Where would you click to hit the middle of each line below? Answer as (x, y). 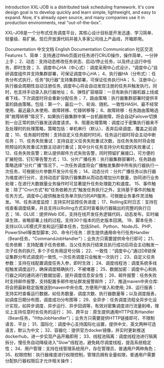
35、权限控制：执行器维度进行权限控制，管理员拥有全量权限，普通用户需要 (80, 355)
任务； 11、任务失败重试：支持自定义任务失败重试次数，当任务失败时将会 (78, 141)
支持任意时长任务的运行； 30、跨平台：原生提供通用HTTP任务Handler (84, 312)
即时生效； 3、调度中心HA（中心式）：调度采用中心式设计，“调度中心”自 (85, 67)
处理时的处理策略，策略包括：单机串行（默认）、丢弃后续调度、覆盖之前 (81, 129)
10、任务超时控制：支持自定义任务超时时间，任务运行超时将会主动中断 (85, 135)
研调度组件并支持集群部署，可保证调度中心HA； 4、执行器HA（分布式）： (79, 74)
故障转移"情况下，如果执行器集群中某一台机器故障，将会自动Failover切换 (84, 116)
